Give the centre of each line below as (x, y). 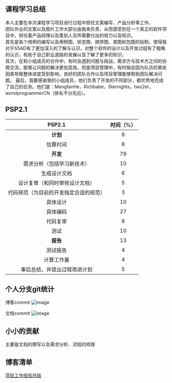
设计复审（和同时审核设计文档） (57, 183)
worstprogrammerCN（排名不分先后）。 (47, 93)
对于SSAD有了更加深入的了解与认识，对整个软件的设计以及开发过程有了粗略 (85, 48)
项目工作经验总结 (23, 375)
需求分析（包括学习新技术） (57, 164)
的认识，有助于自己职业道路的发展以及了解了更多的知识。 (66, 54)
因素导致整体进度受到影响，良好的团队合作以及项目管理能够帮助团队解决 (81, 74)
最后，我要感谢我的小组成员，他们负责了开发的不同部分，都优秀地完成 (89, 80)
